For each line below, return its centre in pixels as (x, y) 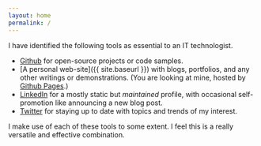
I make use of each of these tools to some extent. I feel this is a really (121, 126)
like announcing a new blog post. (109, 103)
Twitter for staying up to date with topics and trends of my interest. (129, 110)
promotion (36, 103)
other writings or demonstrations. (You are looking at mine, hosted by (133, 77)
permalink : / (30, 23)
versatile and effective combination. (66, 134)
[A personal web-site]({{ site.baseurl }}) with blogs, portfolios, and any (134, 69)
